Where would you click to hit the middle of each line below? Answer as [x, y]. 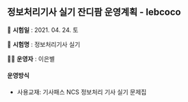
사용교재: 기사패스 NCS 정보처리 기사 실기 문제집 [82, 92]
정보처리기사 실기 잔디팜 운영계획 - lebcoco [94, 12]
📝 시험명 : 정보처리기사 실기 [44, 44]
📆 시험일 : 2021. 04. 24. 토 [43, 30]
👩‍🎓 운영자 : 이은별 [31, 58]
